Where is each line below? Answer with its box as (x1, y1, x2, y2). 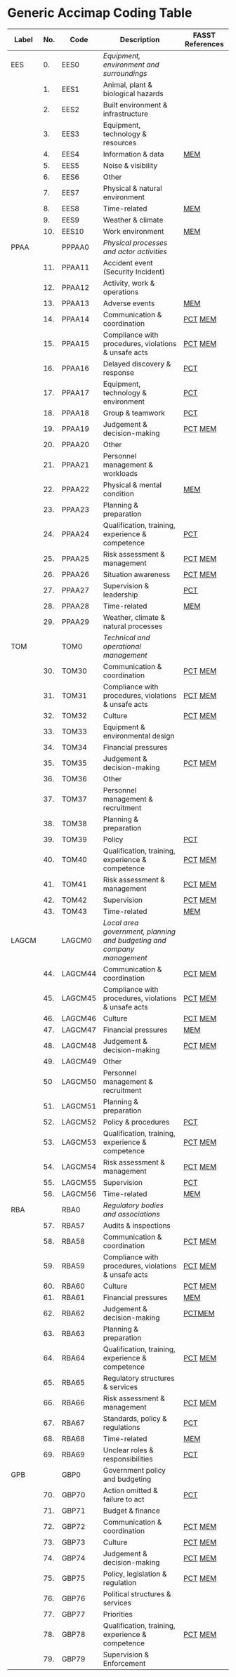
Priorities (103, 1609, 133, 1619)
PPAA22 (61, 484, 90, 494)
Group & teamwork (103, 408, 165, 418)
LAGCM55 (61, 1177, 97, 1187)
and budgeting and (103, 935, 166, 945)
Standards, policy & (103, 1413, 167, 1423)
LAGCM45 (61, 993, 97, 1003)
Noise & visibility (103, 160, 158, 170)
